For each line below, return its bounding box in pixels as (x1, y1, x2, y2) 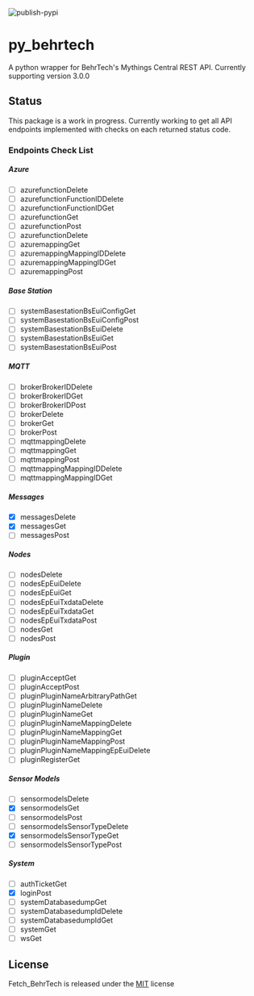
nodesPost (19, 633, 56, 643)
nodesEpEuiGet (19, 588, 72, 598)
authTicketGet (19, 879, 67, 889)
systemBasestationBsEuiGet (19, 333, 115, 343)
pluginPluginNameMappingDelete (19, 719, 132, 728)
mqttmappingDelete (19, 436, 86, 446)
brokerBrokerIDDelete (19, 381, 93, 391)
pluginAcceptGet (19, 673, 77, 682)
